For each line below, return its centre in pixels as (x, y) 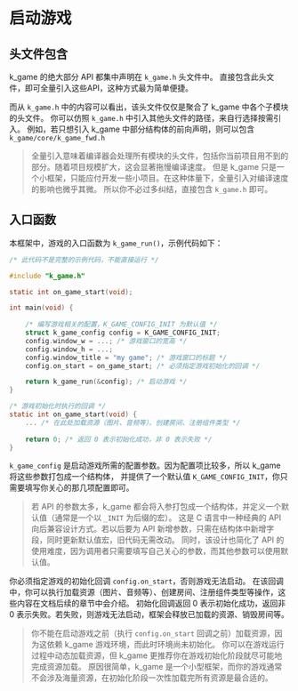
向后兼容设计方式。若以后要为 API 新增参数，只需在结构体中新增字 (153, 529)
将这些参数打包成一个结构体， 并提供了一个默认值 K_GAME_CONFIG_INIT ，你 (145, 477)
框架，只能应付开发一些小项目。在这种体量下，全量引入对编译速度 (168, 178)
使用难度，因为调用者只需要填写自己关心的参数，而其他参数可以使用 (156, 551)
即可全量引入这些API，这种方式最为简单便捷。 (109, 88)
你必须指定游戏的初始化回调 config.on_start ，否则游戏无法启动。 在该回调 (147, 581)
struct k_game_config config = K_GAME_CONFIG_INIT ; (123, 333)
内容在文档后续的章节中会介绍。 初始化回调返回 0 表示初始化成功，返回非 (151, 603)
